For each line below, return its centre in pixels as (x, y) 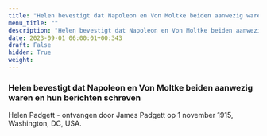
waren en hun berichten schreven (75, 98)
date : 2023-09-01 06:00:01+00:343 (66, 38)
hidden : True (30, 52)
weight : (21, 60)
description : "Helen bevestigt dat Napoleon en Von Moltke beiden (120, 30)
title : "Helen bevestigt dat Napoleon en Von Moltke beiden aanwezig (126, 16)
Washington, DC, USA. (45, 123)
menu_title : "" (33, 23)
